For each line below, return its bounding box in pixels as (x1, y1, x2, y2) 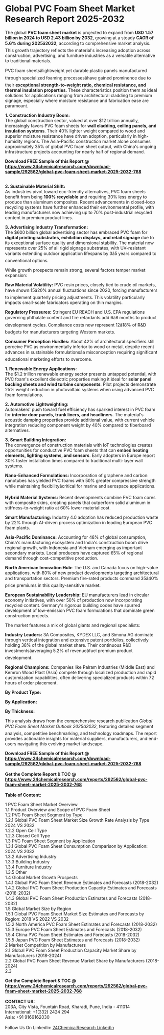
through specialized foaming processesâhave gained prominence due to (5, 75, 151, 81)
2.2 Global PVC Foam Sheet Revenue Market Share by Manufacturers (5, 958, 145, 963)
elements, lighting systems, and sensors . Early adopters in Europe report (5, 452, 155, 458)
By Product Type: (5, 689, 41, 695)
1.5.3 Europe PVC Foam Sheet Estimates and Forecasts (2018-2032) (5, 926, 142, 932)
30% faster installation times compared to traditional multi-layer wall (5, 457, 143, 463)
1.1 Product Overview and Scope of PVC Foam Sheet (5, 807, 111, 812)
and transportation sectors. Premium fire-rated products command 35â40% (5, 575, 158, 581)
